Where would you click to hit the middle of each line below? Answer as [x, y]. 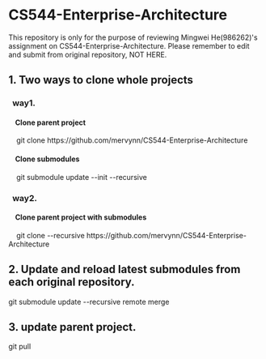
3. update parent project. [72, 327]
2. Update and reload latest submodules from [125, 269]
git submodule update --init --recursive [81, 177]
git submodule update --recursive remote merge [89, 301]
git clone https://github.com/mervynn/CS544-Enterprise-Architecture [132, 140]
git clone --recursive [50, 235]
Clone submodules [47, 159]
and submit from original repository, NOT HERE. [88, 54]
